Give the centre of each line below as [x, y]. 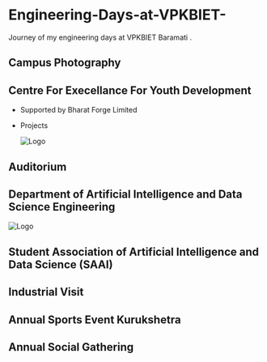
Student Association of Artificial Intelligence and [133, 251]
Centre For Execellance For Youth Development [130, 90]
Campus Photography [65, 63]
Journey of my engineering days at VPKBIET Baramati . [100, 37]
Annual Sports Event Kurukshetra [95, 319]
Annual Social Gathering [71, 347]
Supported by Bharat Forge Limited [78, 110]
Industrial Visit [46, 292]
